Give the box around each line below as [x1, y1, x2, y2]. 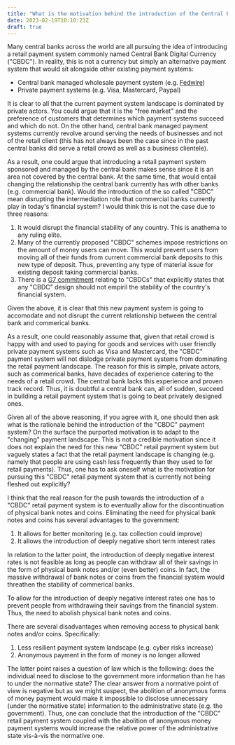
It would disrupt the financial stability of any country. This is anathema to [17, 224, 227, 232]
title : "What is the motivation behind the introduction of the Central [7, 10, 224, 18]
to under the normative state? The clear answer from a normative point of [7, 679, 219, 688]
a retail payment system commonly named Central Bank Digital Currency [7, 50, 217, 58]
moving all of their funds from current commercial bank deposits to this [17, 253, 222, 261]
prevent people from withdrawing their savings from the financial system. [7, 601, 219, 610]
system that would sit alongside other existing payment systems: [7, 64, 194, 74]
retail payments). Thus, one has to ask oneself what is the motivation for [7, 465, 215, 474]
